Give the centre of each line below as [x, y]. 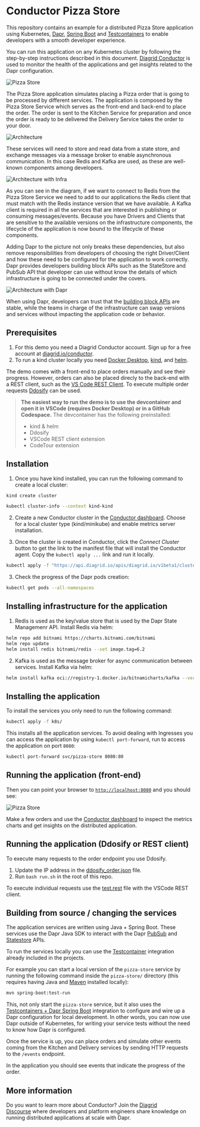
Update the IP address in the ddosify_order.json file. [78, 870]
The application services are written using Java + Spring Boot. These [91, 927]
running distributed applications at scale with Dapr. [68, 1118]
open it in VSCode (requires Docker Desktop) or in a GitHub [95, 408]
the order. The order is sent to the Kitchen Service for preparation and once [99, 113]
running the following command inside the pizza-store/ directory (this [92, 976]
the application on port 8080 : [41, 746]
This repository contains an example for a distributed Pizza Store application [100, 27]
